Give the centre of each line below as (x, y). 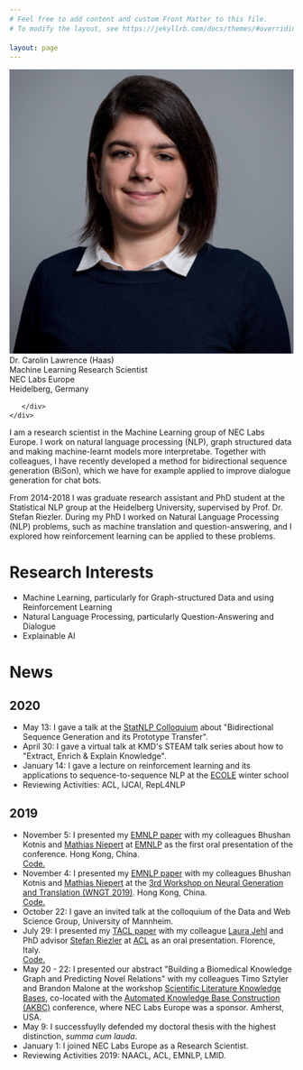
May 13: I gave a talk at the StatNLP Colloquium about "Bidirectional (148, 727)
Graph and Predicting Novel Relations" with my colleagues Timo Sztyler (155, 978)
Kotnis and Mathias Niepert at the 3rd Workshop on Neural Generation (153, 883)
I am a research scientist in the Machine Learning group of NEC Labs (137, 432)
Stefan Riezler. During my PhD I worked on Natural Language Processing (144, 517)
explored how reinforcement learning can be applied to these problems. (142, 536)
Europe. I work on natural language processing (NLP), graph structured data (151, 442)
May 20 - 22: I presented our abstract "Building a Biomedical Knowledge (157, 969)
